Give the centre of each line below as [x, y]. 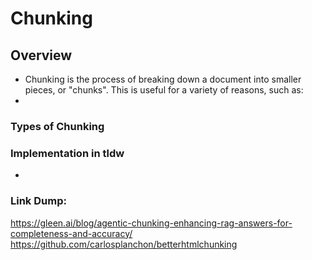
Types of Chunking [57, 126]
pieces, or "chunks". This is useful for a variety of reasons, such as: [164, 90]
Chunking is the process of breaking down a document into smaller [163, 79]
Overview [41, 55]
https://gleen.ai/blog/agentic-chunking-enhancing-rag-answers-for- [151, 223]
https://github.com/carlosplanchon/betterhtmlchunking [124, 244]
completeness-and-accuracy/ [71, 233]
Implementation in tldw [67, 153]
